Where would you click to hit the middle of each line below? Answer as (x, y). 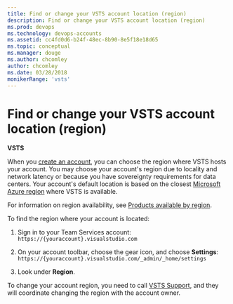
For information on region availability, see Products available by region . (110, 205)
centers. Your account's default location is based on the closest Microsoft (114, 184)
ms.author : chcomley (38, 60)
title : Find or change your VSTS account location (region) (97, 14)
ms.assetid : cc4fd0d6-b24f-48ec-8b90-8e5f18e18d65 (83, 40)
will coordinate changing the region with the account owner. (94, 293)
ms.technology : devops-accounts (54, 33)
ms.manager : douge (34, 53)
